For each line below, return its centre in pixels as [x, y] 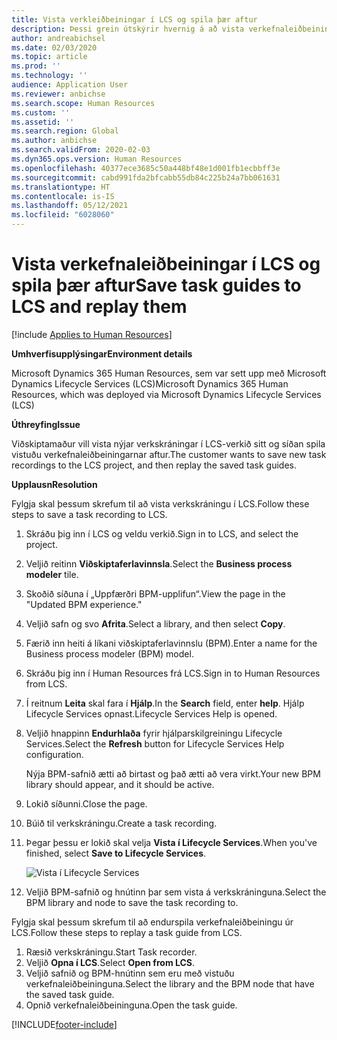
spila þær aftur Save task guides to [156, 285]
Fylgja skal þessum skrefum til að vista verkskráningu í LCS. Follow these [160, 503]
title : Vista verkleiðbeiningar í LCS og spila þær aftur [134, 19]
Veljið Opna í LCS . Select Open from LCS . [110, 962]
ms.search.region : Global [65, 131]
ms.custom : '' [41, 112]
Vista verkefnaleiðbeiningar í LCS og [166, 264]
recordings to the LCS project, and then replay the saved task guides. [154, 465]
